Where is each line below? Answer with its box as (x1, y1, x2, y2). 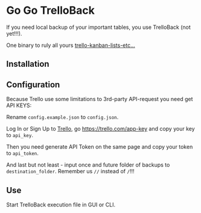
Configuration (6, 79, 60, 90)
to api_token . (6, 150, 39, 157)
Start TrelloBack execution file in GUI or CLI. (6, 201, 116, 208)
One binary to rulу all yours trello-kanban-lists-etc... (6, 42, 136, 49)
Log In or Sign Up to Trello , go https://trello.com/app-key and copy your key (6, 125, 195, 132)
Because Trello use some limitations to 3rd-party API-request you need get (6, 96, 193, 103)
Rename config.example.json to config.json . (6, 114, 119, 121)
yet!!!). (6, 29, 22, 37)
